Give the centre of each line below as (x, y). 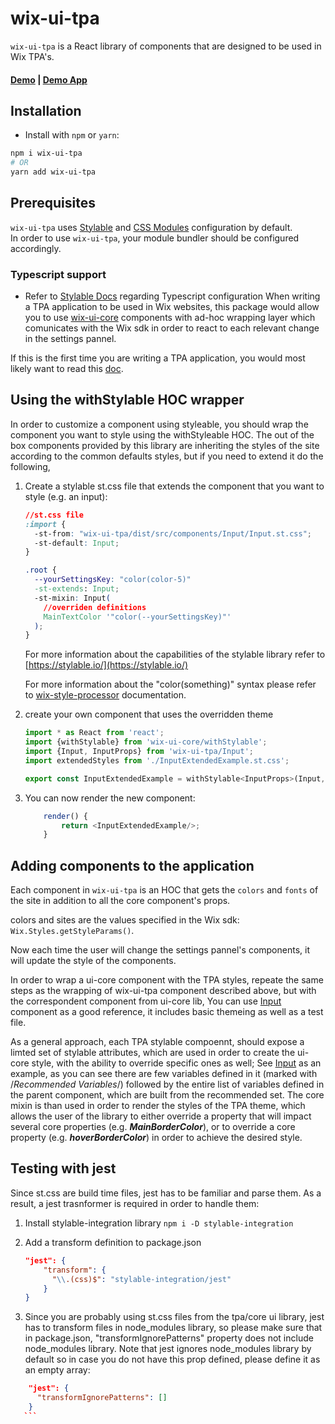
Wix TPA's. (32, 56)
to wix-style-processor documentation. (105, 695)
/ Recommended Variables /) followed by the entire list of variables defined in (167, 1084)
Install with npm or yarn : (72, 135)
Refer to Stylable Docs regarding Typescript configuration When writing (172, 296)
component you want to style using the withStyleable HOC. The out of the (162, 434)
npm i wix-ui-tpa (46, 153)
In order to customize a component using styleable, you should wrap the (159, 424)
